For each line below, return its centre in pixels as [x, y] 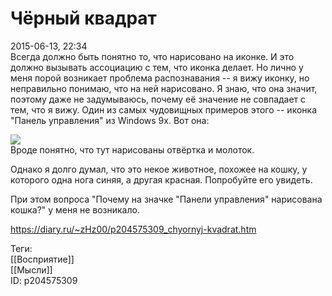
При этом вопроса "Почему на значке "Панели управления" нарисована [166, 199]
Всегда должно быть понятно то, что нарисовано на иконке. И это [152, 56]
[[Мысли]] [31, 269]
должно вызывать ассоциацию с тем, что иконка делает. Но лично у [157, 67]
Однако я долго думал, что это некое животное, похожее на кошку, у [159, 169]
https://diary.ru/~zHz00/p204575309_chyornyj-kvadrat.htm [133, 229]
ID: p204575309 [44, 280]
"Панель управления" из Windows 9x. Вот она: [110, 120]
